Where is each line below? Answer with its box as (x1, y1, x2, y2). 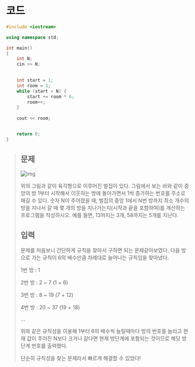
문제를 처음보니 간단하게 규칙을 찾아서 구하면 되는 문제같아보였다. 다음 (20, 247, 180, 254)
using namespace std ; (6, 35, 59, 40)
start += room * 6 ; (27, 94, 75, 100)
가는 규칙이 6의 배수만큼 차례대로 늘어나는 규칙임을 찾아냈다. (31, 254, 169, 261)
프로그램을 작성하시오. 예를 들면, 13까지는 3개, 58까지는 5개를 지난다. (20, 211, 179, 218)
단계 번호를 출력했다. (20, 342, 68, 349)
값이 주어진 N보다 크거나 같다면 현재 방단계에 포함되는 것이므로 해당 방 (26, 335, 187, 342)
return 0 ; (16, 131, 41, 137)
